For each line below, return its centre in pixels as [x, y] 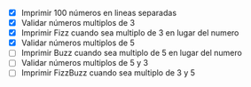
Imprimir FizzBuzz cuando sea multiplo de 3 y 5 [108, 73]
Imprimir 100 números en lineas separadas [99, 13]
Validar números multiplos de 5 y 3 [84, 63]
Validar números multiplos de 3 [78, 23]
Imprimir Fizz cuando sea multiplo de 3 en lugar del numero [130, 33]
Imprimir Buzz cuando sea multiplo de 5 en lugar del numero [132, 53]
